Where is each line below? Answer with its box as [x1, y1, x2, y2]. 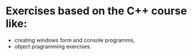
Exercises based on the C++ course [5, 4, 188, 18]
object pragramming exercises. [14, 43, 91, 50]
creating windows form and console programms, [14, 36, 135, 43]
